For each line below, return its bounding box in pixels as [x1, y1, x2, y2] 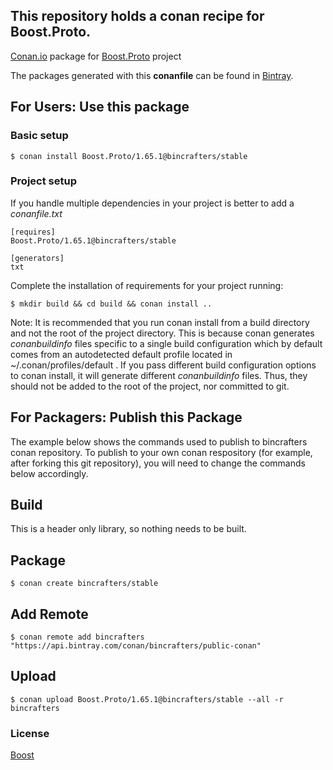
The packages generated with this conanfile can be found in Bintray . [10, 69, 294, 81]
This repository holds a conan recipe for [10, 8, 265, 25]
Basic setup [10, 129, 69, 143]
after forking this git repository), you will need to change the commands [10, 457, 306, 469]
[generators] [10, 253, 65, 263]
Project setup [10, 174, 77, 188]
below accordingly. [10, 467, 89, 479]
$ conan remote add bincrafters [10, 632, 145, 643]
